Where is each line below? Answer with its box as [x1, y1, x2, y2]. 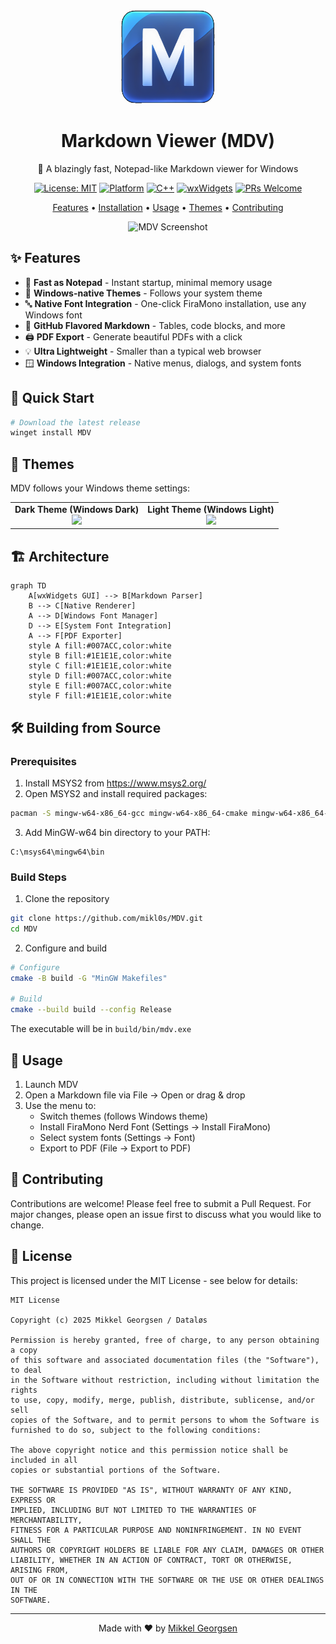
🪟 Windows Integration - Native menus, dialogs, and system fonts [24, 357, 302, 369]
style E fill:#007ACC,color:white [28, 681, 172, 691]
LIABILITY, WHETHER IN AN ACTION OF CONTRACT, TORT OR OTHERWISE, [10, 1555, 293, 1565]
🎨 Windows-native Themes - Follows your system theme [24, 287, 263, 299]
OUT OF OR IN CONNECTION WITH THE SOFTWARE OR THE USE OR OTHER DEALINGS [10, 1575, 325, 1585]
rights [10, 1385, 38, 1395]
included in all [10, 1455, 78, 1465]
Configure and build [24, 942, 108, 954]
